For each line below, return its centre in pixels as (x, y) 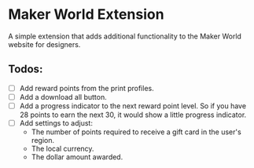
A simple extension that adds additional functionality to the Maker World (125, 36)
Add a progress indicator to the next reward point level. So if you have (133, 106)
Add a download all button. (63, 97)
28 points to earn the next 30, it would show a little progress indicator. (133, 115)
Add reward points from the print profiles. (87, 88)
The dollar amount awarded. (77, 157)
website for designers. (44, 44)
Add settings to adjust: (56, 122)
